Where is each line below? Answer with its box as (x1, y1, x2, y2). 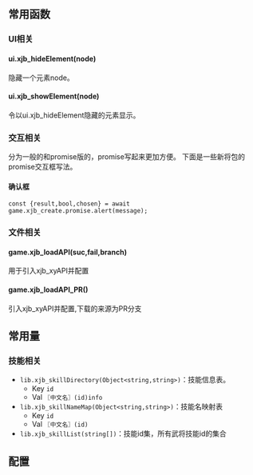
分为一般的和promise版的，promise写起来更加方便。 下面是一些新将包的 (8, 152, 246, 162)
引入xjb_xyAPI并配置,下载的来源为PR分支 (8, 303, 142, 313)
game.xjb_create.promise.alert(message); (8, 207, 148, 215)
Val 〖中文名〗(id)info (31, 393, 103, 402)
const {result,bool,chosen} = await (8, 200, 130, 208)
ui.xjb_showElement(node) (8, 91, 100, 102)
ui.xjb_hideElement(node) (8, 54, 97, 63)
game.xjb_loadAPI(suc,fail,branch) (8, 247, 128, 257)
